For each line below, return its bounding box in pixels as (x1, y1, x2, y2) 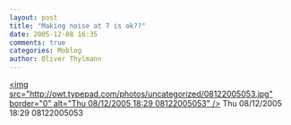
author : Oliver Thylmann (9, 54, 102, 63)
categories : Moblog (9, 46, 82, 55)
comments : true (9, 37, 66, 47)
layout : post (9, 12, 58, 22)
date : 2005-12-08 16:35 (9, 29, 98, 38)
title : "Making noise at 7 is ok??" (9, 21, 146, 30)
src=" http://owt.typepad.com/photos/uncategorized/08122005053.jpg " (9, 88, 273, 99)
